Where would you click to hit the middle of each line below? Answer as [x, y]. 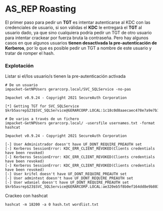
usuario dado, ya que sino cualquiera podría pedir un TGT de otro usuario [78, 32]
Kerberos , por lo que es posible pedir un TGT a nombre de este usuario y [78, 48]
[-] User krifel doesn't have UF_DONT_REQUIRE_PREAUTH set [66, 174]
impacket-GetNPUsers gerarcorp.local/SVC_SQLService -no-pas [68, 90]
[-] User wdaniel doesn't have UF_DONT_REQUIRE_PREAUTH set [67, 182]
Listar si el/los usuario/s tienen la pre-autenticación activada [65, 76]
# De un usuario [21, 85]
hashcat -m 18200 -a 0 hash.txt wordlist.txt [52, 205]
